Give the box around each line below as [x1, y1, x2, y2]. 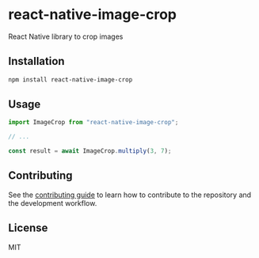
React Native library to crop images [8, 32, 124, 41]
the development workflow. [8, 198, 97, 207]
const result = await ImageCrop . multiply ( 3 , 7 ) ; [8, 147, 172, 155]
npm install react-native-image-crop [8, 75, 133, 84]
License [8, 222, 48, 235]
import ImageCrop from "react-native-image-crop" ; [8, 119, 179, 127]
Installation [8, 55, 65, 68]
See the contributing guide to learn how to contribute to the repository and [8, 190, 252, 199]
